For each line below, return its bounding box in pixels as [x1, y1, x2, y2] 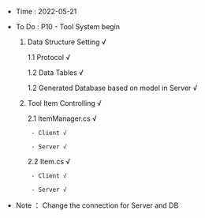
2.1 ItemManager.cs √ [27, 114, 97, 123]
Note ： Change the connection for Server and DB [15, 201, 179, 210]
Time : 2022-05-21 [15, 7, 77, 16]
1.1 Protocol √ [27, 53, 71, 62]
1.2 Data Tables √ [27, 68, 84, 77]
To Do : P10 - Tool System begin [15, 22, 121, 31]
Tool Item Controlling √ [27, 99, 102, 107]
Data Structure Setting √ [27, 37, 106, 47]
